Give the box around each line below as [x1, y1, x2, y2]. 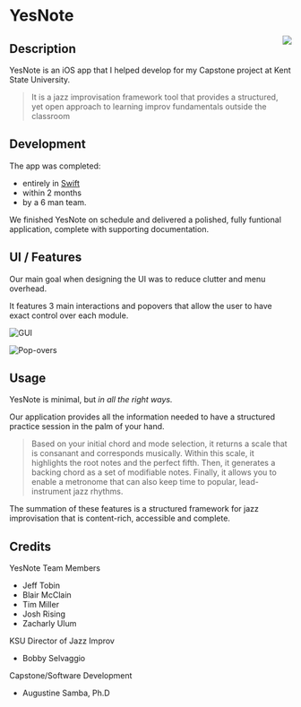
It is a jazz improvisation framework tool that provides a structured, [30, 91, 279, 102]
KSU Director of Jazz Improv [9, 635, 115, 646]
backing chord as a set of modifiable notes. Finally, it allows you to [30, 467, 278, 478]
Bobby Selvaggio [21, 653, 86, 664]
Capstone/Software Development [9, 670, 133, 681]
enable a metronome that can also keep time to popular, [30, 477, 237, 487]
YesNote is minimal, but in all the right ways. [9, 394, 173, 405]
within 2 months [21, 187, 82, 198]
